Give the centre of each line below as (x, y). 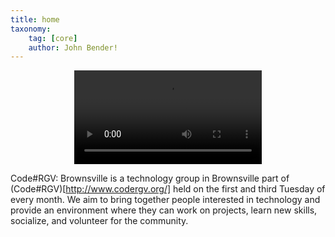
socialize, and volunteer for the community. (99, 221)
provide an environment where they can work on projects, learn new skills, (164, 210)
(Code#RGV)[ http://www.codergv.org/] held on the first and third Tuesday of (168, 189)
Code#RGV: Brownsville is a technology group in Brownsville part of (150, 178)
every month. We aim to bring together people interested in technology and (165, 200)
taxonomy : (31, 29)
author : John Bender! (73, 47)
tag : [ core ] (53, 38)
